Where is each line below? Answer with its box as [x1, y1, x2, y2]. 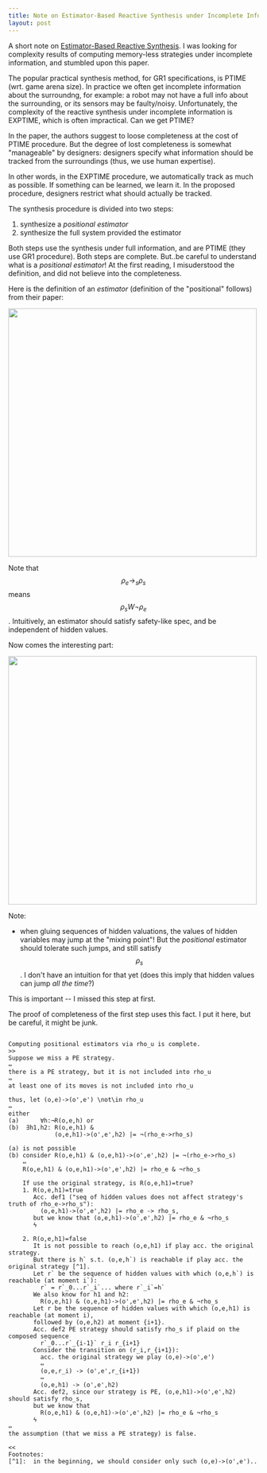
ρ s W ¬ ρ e [120, 602, 147, 614]
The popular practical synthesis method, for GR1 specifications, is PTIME [8, 73, 246, 83]
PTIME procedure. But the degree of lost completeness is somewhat [8, 139, 232, 149]
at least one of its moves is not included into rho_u [8, 1082, 194, 1090]
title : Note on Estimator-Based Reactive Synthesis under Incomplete [8, 11, 244, 20]
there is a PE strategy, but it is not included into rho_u [8, 1068, 212, 1076]
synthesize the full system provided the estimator [19, 227, 182, 237]
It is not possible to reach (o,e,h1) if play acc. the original [33, 1242, 254, 1250]
